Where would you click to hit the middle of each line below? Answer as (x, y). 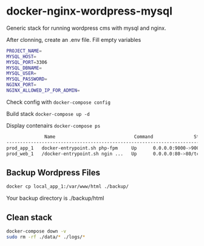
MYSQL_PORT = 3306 (27, 62)
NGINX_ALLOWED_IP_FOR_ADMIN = (43, 91)
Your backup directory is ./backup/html (55, 198)
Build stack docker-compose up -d (48, 114)
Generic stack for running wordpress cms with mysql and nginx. (86, 28)
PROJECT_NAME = (24, 51)
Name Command (99, 137)
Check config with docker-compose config (59, 102)
